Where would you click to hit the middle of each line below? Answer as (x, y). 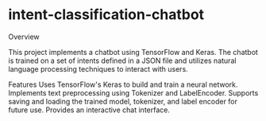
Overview (24, 37)
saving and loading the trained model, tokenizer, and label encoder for (123, 101)
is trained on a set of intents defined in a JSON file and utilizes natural (122, 60)
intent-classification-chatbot (106, 15)
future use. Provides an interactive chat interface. (89, 110)
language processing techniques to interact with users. (98, 68)
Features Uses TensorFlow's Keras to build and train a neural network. (123, 84)
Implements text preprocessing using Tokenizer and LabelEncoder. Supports (133, 92)
